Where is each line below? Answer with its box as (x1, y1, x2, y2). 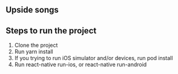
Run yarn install (14, 48, 53, 55)
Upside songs (5, 5, 59, 15)
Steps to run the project (5, 25, 97, 36)
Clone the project (14, 42, 58, 49)
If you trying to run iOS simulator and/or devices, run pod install (14, 55, 173, 62)
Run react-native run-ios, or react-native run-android (14, 61, 147, 69)
